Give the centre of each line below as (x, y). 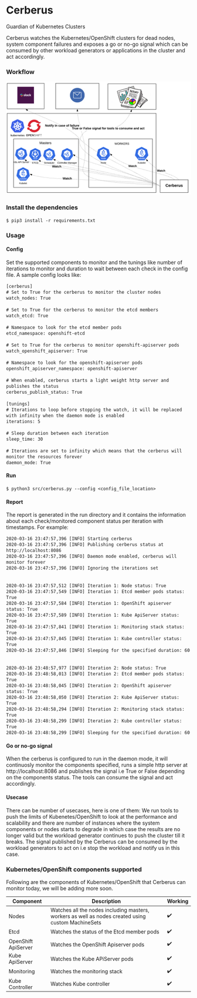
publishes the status (33, 386)
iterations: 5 (23, 421)
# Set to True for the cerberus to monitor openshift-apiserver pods (93, 345)
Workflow (21, 72)
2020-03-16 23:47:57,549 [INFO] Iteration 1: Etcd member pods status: (95, 592)
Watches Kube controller (80, 984)
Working (178, 901)
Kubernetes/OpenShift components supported (74, 869)
